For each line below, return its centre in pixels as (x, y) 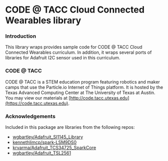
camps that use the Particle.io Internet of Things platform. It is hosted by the (84, 87)
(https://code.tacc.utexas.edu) (37, 103)
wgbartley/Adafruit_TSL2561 (42, 153)
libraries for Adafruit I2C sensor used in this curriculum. (63, 58)
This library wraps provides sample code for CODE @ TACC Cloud (74, 47)
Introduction (21, 36)
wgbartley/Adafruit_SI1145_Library (48, 137)
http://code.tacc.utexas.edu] (100, 98)
